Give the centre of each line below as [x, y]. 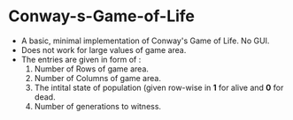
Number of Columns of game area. [97, 78]
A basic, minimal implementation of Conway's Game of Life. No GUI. [145, 41]
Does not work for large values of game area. [104, 49]
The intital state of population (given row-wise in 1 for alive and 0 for [159, 87]
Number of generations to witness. [97, 106]
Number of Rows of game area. [92, 69]
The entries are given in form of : [81, 59]
